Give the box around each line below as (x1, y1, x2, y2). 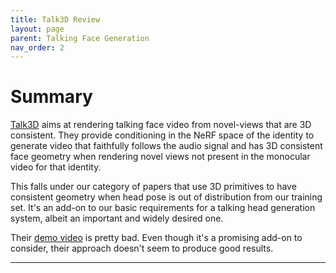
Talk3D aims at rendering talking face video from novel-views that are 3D (10, 119, 312, 131)
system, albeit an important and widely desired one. (10, 212, 224, 225)
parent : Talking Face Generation (10, 33, 150, 43)
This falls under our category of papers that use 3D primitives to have (10, 181, 297, 193)
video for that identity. (10, 161, 102, 173)
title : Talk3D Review (10, 14, 101, 25)
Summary (10, 86, 93, 108)
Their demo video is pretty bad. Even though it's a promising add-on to (10, 232, 303, 244)
